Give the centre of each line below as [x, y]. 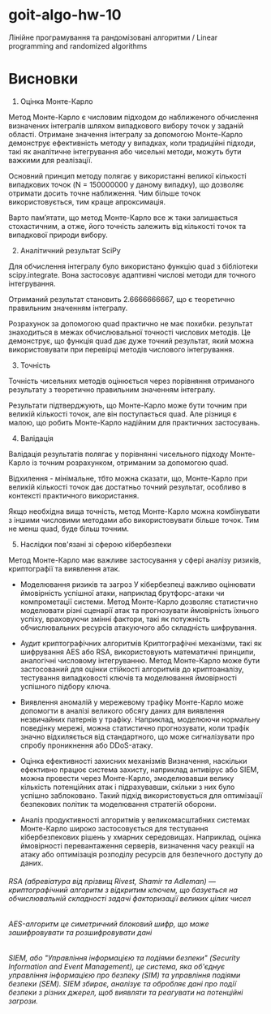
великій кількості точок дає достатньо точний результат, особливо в [127, 487]
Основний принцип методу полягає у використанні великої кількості [127, 175]
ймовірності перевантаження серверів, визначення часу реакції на [137, 845]
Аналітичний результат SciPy [71, 250]
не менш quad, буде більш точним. [69, 529]
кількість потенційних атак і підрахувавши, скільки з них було [127, 787]
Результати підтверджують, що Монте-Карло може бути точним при [128, 405]
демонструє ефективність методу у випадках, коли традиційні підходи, [132, 143]
